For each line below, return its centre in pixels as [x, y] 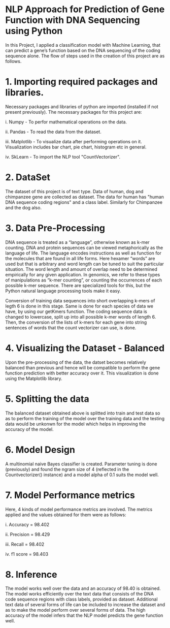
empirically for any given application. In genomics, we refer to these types [83, 274]
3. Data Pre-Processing [55, 228]
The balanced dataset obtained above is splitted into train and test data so [83, 413]
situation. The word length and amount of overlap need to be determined [81, 269]
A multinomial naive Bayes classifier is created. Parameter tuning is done [81, 464]
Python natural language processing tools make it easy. [63, 291]
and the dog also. [24, 207]
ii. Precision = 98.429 [28, 534]
